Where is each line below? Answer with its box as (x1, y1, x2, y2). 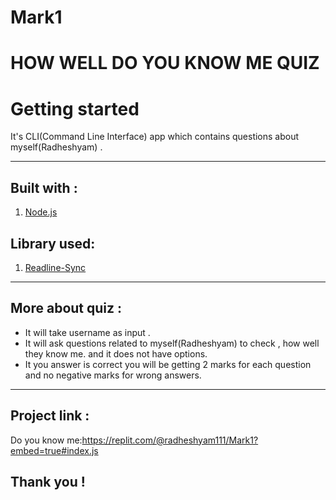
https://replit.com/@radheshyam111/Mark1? (81, 434, 259, 446)
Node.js (24, 206, 58, 218)
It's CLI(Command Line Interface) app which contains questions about (10, 131, 300, 143)
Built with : (10, 179, 78, 196)
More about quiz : (10, 300, 123, 317)
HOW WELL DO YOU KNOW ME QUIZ (10, 52, 320, 75)
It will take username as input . (24, 326, 151, 338)
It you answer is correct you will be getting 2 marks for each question (24, 358, 312, 370)
